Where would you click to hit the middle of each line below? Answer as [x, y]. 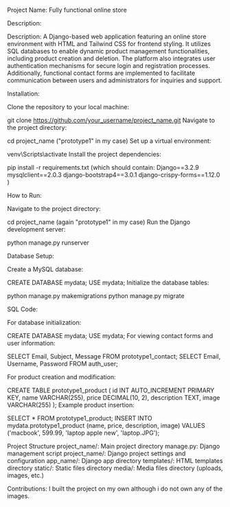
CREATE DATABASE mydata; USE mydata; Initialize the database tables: [108, 282]
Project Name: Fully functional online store [67, 10]
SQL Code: [22, 309]
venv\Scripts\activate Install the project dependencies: [84, 154]
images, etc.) [26, 475]
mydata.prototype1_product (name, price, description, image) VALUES [106, 426]
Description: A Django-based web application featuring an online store [107, 36]
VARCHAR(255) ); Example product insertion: [71, 405]
